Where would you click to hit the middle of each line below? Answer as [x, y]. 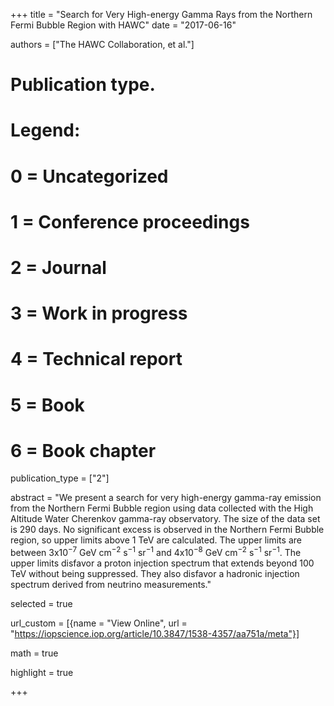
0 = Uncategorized [89, 176]
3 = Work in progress [99, 313]
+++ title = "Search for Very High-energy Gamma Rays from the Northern [161, 14]
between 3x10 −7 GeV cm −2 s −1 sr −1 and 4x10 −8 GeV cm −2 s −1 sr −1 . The [156, 552]
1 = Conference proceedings [130, 221]
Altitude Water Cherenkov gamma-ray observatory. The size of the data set [165, 519]
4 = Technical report [96, 359]
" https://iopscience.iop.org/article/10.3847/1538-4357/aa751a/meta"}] [155, 634]
